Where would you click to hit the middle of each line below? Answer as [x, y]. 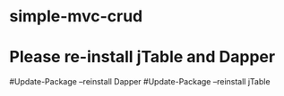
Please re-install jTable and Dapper [142, 57]
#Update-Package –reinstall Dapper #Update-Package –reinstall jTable [140, 82]
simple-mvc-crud [76, 16]
